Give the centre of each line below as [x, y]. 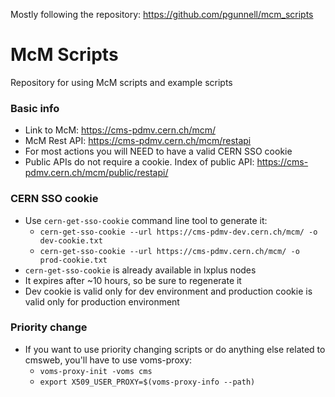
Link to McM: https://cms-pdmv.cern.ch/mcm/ [120, 130]
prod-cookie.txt [73, 260]
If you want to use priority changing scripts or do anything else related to [175, 349]
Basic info [35, 108]
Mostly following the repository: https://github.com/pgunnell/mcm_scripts [162, 14]
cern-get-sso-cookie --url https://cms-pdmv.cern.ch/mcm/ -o [169, 251]
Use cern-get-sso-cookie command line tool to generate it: [146, 220]
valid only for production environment [102, 301]
